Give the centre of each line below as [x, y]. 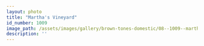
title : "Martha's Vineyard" [42, 17]
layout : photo [24, 12]
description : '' [27, 34]
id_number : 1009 [27, 23]
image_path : [21, 28]
